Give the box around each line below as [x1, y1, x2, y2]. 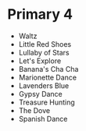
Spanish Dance [18, 114, 68, 123]
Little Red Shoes [18, 39, 72, 48]
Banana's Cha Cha [18, 64, 79, 73]
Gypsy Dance [18, 89, 63, 98]
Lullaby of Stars [18, 48, 70, 57]
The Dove [18, 105, 51, 115]
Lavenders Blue [18, 80, 70, 90]
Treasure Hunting [18, 97, 75, 107]
